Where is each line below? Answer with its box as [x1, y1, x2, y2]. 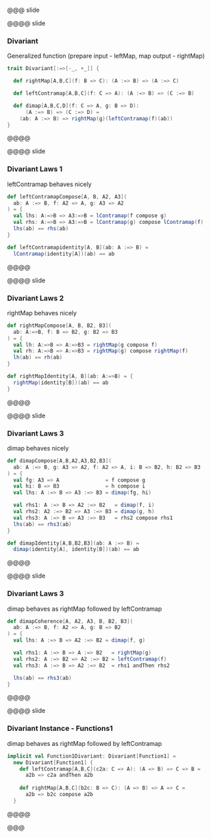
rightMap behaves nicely [7, 308, 77, 317]
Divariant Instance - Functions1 [7, 724, 113, 734]
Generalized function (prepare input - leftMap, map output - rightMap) [7, 52, 206, 60]
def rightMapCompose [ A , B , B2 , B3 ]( [7, 322, 112, 329]
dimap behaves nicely [7, 444, 69, 452]
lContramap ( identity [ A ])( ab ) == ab [13, 250, 115, 257]
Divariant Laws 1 [7, 164, 63, 174]
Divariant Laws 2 [7, 293, 64, 303]
